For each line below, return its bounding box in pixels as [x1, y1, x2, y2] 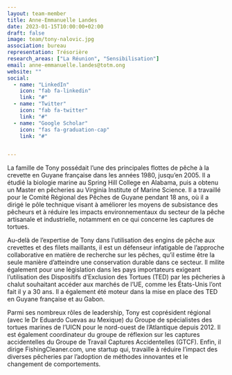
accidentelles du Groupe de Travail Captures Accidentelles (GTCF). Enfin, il [7, 338, 222, 347]
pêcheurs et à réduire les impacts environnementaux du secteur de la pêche [7, 208, 225, 216]
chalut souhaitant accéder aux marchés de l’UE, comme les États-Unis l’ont [7, 280, 222, 288]
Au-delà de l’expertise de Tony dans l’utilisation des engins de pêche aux [7, 236, 215, 245]
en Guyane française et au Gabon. [7, 295, 105, 304]
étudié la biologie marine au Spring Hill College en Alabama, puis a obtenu [7, 178, 219, 187]
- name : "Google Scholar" [13, 119, 89, 127]
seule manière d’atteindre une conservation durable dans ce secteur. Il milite [7, 258, 225, 267]
